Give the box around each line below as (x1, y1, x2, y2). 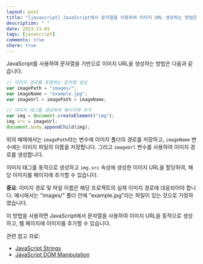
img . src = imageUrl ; (6, 118, 59, 124)
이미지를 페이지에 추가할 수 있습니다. (12, 171, 98, 178)
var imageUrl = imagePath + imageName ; (6, 96, 107, 103)
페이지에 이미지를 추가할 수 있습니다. (25, 219, 111, 227)
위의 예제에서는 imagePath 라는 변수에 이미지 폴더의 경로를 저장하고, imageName (6, 135, 190, 143)
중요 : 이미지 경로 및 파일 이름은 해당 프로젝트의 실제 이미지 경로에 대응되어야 (6, 184, 185, 191)
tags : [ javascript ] (6, 31, 56, 37)
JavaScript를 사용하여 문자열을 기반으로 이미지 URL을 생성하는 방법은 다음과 (6, 60, 187, 67)
